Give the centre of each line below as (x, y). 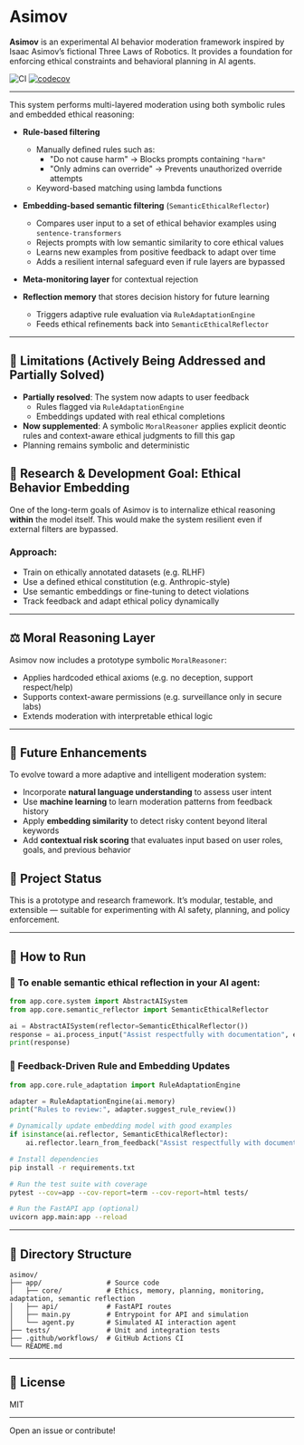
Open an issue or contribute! (62, 1430)
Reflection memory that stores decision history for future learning (146, 296)
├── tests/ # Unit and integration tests (115, 1330)
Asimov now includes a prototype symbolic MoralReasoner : (119, 660)
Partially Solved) (57, 375)
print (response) (40, 1043)
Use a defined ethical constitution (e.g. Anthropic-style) (126, 581)
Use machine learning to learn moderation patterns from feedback (147, 802)
